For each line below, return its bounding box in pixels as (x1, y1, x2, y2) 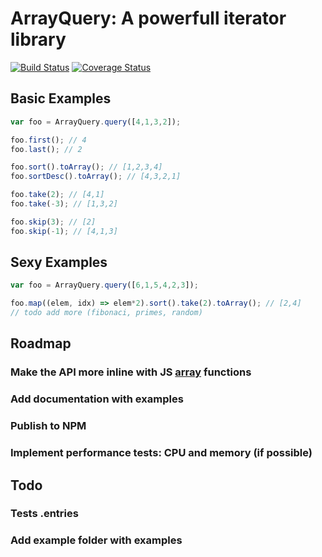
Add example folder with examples (10, 533, 183, 547)
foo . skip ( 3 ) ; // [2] (10, 217, 97, 227)
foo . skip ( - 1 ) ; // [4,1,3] (10, 226, 118, 236)
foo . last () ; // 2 (10, 144, 83, 154)
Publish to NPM (10, 419, 87, 433)
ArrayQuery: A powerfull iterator (10, 7, 287, 30)
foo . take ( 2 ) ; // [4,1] (10, 190, 105, 200)
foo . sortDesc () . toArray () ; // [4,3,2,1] (10, 172, 182, 182)
